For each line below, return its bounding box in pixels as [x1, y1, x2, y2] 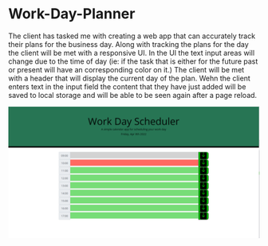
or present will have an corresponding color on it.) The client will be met [8, 64, 245, 74]
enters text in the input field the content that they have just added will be [8, 81, 246, 92]
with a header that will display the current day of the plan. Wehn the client [8, 73, 251, 83]
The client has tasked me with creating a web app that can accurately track [8, 31, 256, 41]
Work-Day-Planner [8, 5, 136, 23]
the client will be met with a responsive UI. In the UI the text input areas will [8, 48, 255, 57]
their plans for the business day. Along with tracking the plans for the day [8, 39, 249, 49]
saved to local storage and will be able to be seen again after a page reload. [8, 90, 258, 100]
